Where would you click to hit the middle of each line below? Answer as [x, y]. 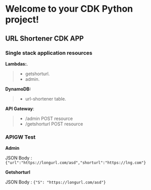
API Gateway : [20, 108]
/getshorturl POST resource [54, 124]
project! [22, 20]
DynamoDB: [18, 89]
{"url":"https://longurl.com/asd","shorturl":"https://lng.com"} [75, 163]
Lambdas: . [17, 64]
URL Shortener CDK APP [45, 38]
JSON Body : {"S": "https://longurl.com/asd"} [56, 182]
